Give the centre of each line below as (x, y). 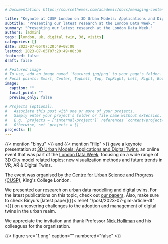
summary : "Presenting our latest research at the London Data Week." (79, 28)
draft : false (19, 60)
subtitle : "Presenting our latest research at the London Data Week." (80, 23)
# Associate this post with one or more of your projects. (70, 111)
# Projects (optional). (30, 106)
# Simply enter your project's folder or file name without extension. (84, 116)
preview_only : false (31, 97)
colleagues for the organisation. (38, 226)
